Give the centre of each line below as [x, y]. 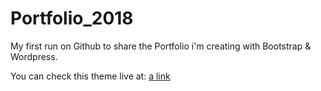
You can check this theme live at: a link [90, 76]
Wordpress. [34, 56]
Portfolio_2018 [72, 18]
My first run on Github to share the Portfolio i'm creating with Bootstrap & [161, 46]
